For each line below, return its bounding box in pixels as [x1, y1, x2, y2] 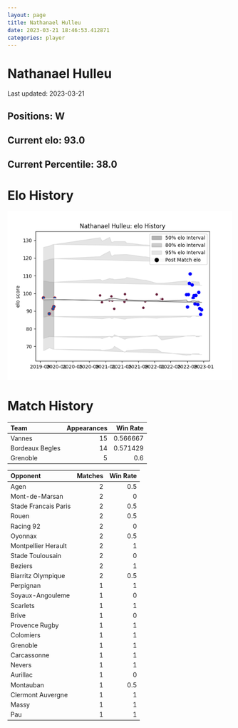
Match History [7, 398, 94, 414]
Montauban [10, 680, 44, 689]
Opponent [10, 472, 41, 480]
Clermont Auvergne [10, 690, 68, 699]
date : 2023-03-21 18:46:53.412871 [7, 26, 110, 34]
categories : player [7, 34, 66, 41]
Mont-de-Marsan [10, 492, 64, 500]
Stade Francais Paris [10, 502, 71, 510]
